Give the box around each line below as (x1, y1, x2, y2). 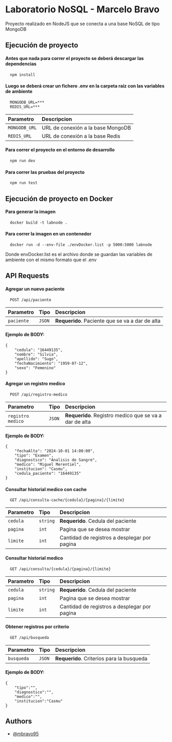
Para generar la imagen (5, 209, 56, 215)
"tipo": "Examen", (14, 453, 54, 458)
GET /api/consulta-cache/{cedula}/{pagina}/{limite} (10, 498, 125, 503)
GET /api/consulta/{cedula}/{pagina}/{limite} (10, 566, 111, 572)
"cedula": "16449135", (14, 347, 63, 353)
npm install (10, 72, 36, 77)
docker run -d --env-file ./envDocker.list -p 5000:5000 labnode (10, 242, 153, 247)
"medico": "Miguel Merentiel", (14, 462, 81, 467)
